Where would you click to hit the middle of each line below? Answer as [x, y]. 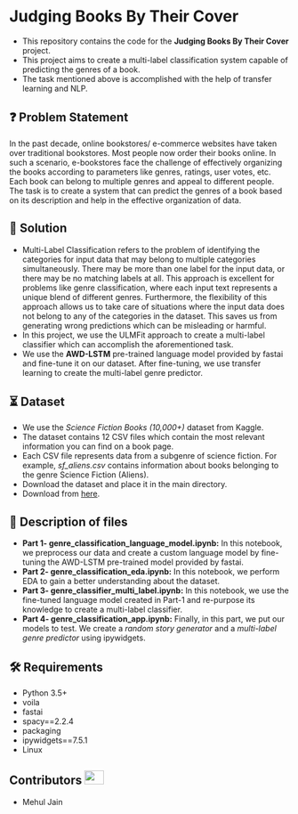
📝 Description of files [68, 521]
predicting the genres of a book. [81, 69]
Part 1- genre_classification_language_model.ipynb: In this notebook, [152, 543]
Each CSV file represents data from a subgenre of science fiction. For [149, 456]
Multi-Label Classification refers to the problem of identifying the [141, 249]
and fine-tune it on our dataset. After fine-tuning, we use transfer [141, 363]
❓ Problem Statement [69, 118]
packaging [41, 731]
